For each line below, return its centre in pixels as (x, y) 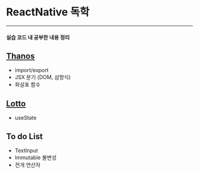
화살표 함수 (28, 85)
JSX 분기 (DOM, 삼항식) (43, 77)
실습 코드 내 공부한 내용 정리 (38, 37)
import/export (32, 70)
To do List (25, 136)
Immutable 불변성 (36, 157)
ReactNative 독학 (48, 12)
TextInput (26, 150)
